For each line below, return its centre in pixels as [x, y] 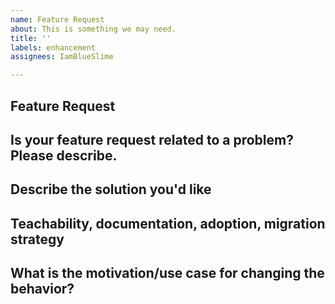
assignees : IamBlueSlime [62, 57]
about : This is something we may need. [93, 29]
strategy [37, 239]
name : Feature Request [57, 19]
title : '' [31, 38]
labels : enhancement [53, 47]
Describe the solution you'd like [111, 189]
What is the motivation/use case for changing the [167, 273]
